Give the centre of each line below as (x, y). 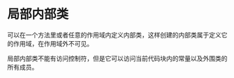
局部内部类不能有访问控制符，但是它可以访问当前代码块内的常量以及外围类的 (117, 58)
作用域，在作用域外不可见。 (53, 43)
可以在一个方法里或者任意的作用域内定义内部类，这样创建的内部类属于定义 (114, 35)
